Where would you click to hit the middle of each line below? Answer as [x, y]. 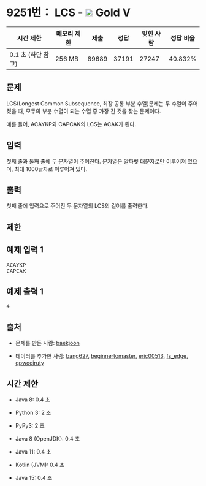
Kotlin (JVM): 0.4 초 [40, 465]
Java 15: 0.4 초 [34, 478]
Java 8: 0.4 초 [33, 400]
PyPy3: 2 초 [30, 426]
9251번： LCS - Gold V [68, 13]
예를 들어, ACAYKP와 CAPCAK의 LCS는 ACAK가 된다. [71, 124]
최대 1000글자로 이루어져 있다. [51, 169]
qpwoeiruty [30, 363]
